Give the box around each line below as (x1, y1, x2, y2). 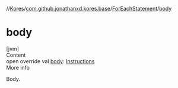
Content (6, 51, 26, 58)
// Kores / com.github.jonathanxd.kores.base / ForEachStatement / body (6, 5, 172, 12)
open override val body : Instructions (6, 57, 95, 64)
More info (6, 64, 30, 71)
